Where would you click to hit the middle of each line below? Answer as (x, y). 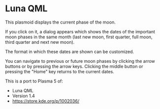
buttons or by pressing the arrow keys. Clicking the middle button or (74, 66)
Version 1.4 (24, 96)
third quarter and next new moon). (40, 42)
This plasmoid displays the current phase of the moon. (60, 22)
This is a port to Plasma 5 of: (34, 81)
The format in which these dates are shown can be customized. (70, 52)
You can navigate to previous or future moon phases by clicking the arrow (80, 61)
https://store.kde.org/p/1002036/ (46, 101)
